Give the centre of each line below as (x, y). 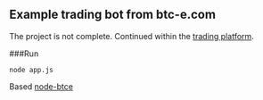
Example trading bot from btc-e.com (113, 15)
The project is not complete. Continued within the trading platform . (131, 36)
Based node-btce (41, 86)
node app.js (31, 70)
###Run (24, 54)
